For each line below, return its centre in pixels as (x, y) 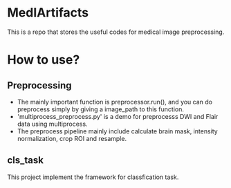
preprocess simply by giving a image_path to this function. (101, 109)
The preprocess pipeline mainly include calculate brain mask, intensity (117, 131)
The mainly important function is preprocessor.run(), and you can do (115, 102)
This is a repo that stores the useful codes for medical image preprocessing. (116, 32)
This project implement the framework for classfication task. (93, 177)
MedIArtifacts (48, 13)
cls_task (25, 160)
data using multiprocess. (52, 124)
